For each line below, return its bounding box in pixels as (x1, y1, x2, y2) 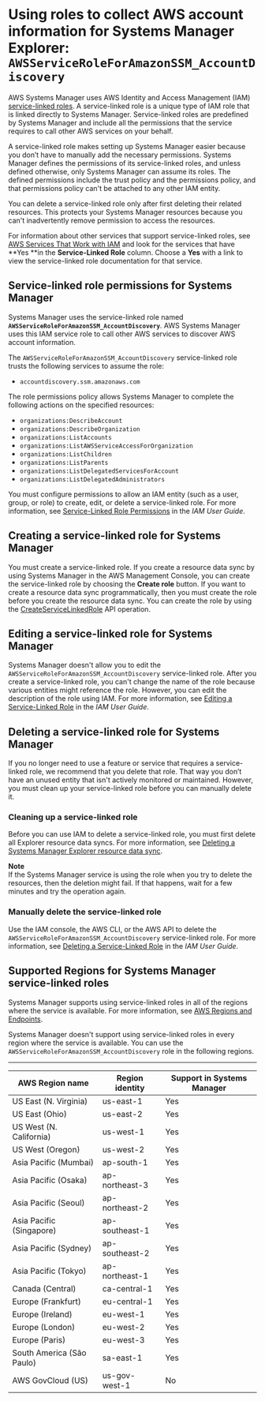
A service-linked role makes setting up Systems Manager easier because (8, 141, 246, 151)
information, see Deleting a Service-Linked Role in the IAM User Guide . (8, 941, 239, 950)
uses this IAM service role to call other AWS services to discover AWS (8, 329, 236, 339)
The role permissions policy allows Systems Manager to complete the (8, 391, 234, 401)
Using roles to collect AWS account (8, 6, 244, 24)
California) (12, 1131, 51, 1142)
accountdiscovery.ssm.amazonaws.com (19, 377, 140, 386)
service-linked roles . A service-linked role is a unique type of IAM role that (8, 101, 250, 111)
